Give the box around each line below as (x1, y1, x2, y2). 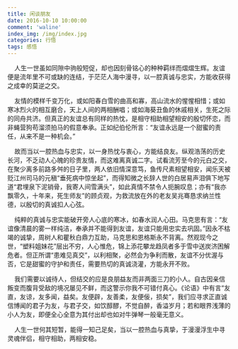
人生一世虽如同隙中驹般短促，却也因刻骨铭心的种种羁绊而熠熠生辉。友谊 (13, 64, 225, 72)
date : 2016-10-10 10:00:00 (7, 17, 87, 24)
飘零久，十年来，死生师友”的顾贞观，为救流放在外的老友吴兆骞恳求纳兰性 (7, 192, 222, 199)
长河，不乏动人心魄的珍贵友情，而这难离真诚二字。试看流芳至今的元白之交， (7, 156, 231, 164)
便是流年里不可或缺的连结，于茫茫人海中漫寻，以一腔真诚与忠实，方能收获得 (7, 72, 231, 81)
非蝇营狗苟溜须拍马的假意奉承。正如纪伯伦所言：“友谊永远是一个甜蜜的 (7, 123, 215, 131)
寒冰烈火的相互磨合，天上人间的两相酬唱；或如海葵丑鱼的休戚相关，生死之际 (7, 106, 231, 113)
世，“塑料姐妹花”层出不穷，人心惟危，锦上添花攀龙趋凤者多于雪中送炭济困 (7, 242, 225, 250)
